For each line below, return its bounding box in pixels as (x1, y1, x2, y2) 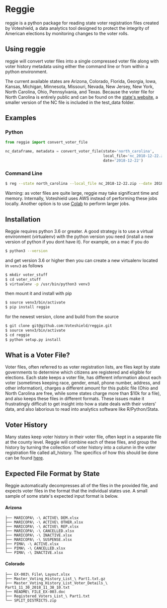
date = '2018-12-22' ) (102, 158, 143, 163)
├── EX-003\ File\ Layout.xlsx (5, 572, 70, 577)
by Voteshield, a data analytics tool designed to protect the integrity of (5, 25, 150, 31)
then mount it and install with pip (5, 291, 72, 297)
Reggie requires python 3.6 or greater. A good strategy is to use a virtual (5, 228, 153, 234)
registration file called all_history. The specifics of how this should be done (5, 450, 159, 456)
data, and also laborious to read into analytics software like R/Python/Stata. (5, 406, 159, 412)
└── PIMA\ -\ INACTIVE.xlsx (5, 550, 64, 555)
